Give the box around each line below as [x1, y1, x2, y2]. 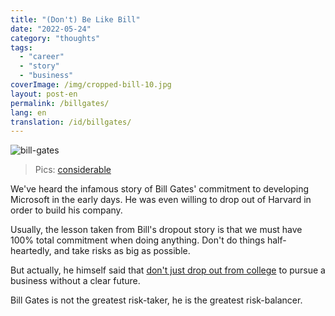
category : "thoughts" [10, 33, 101, 43]
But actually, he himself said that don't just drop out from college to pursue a [10, 264, 326, 276]
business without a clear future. [10, 275, 141, 287]
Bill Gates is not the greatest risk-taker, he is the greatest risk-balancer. [10, 294, 303, 306]
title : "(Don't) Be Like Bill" [10, 14, 141, 25]
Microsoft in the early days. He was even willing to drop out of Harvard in [10, 194, 312, 206]
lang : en [10, 107, 47, 118]
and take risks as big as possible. [53, 245, 191, 257]
